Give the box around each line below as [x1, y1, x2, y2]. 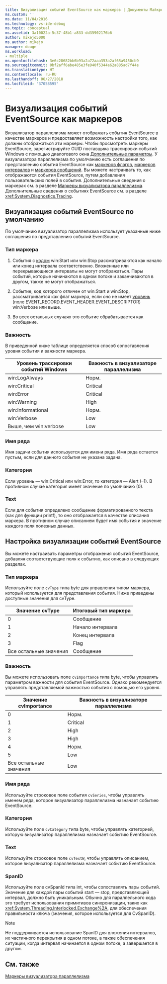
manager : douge [5, 44, 37, 49]
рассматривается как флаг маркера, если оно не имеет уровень [12, 293, 151, 299]
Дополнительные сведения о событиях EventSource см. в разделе [5, 187, 147, 194]
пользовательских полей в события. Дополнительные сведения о [5, 177, 146, 183]
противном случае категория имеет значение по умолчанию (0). [5, 483, 144, 489]
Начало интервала [73, 624, 118, 630]
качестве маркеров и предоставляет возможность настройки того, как [5, 135, 158, 141]
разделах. [5, 561, 26, 567]
